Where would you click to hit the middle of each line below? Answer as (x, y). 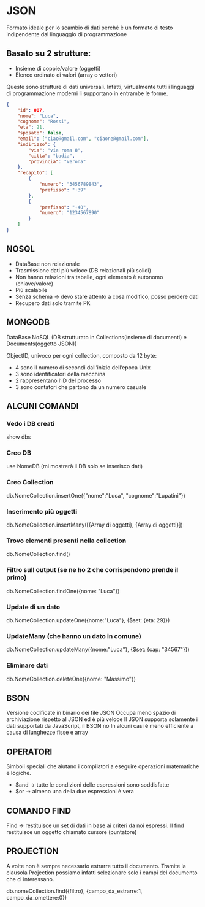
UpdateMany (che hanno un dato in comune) (74, 636)
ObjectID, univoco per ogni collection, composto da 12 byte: (82, 355)
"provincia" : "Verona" (57, 161)
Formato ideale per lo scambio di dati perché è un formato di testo (90, 28)
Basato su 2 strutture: (49, 54)
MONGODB (28, 322)
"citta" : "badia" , (52, 156)
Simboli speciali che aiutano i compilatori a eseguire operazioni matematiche (103, 766)
